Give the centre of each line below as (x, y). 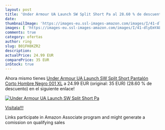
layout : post (18, 10)
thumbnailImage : (22, 23)
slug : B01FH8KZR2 (23, 46)
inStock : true (20, 64)
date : (11, 19)
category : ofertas (24, 37)
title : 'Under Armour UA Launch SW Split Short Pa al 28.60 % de (73, 14)
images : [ (15, 28)
